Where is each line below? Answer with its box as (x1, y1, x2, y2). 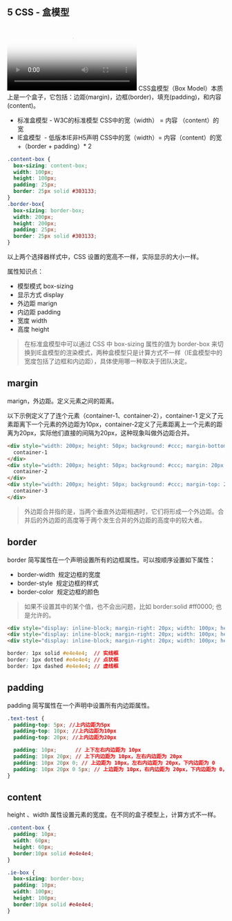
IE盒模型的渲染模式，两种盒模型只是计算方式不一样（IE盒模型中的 (36, 348, 223, 357)
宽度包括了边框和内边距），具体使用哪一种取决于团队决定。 (23, 357, 191, 365)
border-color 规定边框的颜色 (17, 587, 100, 596)
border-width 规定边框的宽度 (17, 570, 101, 578)
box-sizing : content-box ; (13, 162, 88, 169)
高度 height (17, 325, 50, 334)
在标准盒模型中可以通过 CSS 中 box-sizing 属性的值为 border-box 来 (23, 340, 217, 348)
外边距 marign (17, 299, 57, 307)
